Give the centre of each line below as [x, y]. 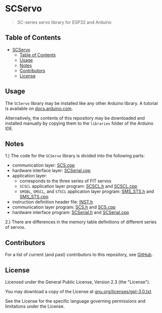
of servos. [15, 227]
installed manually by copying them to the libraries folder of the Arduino [79, 123]
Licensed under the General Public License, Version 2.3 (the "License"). [78, 282]
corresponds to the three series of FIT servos [65, 181]
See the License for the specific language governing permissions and [75, 301]
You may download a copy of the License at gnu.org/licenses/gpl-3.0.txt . [79, 292]
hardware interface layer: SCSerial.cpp [51, 171]
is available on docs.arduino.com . [39, 108]
